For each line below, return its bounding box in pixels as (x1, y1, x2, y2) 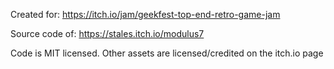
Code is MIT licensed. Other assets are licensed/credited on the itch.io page (10, 47, 324, 59)
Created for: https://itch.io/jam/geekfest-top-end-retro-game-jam (10, 9, 281, 20)
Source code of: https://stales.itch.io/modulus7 (10, 28, 205, 39)
